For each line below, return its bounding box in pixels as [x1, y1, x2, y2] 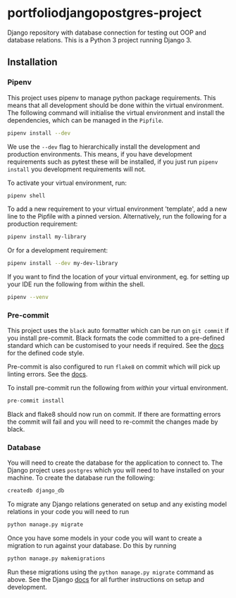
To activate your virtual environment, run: [7, 178, 127, 187]
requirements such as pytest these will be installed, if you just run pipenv [7, 157, 218, 166]
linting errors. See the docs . [7, 370, 88, 379]
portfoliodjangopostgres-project [7, 5, 202, 21]
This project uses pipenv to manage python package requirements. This [7, 93, 216, 102]
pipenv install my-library [7, 233, 87, 240]
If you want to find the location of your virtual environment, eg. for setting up [7, 273, 230, 281]
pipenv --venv [7, 294, 49, 301]
